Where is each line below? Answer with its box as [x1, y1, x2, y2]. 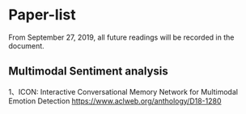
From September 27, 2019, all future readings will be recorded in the [8, 32, 235, 42]
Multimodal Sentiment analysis [8, 65, 168, 78]
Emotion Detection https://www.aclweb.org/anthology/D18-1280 [8, 95, 222, 106]
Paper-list [8, 6, 76, 24]
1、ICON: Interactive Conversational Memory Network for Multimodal [8, 87, 239, 96]
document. [8, 40, 45, 50]
